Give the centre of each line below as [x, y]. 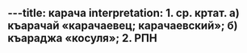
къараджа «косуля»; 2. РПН [83, 38]
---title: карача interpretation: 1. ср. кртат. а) [123, 13]
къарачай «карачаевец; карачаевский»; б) [123, 26]
